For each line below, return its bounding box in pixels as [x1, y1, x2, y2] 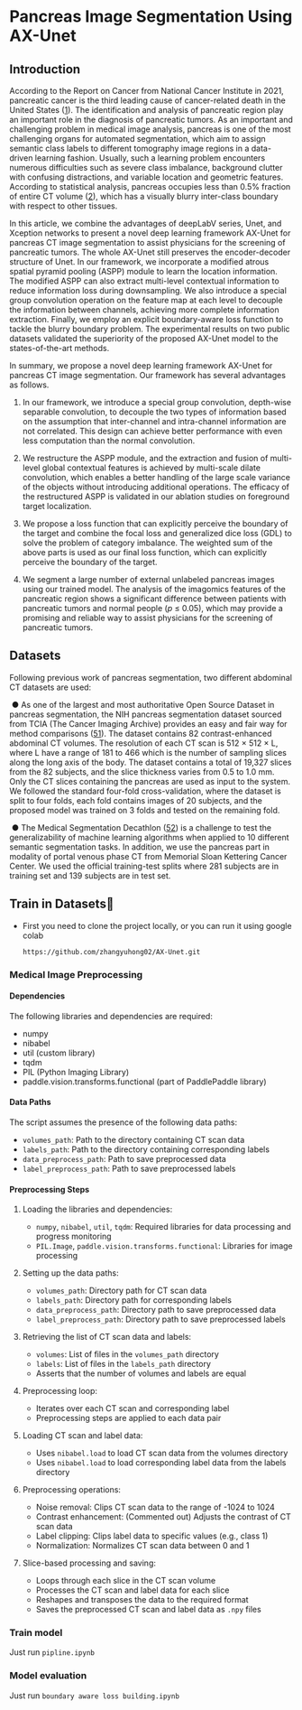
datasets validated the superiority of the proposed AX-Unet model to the [9, 333, 279, 344]
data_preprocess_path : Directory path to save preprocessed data [35, 1305, 277, 1315]
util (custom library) [22, 1047, 96, 1058]
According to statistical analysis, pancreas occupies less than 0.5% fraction [9, 181, 291, 191]
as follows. [9, 379, 50, 390]
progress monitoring [35, 1231, 112, 1242]
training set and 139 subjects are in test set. [9, 869, 171, 881]
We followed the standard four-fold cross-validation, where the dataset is [9, 785, 281, 796]
